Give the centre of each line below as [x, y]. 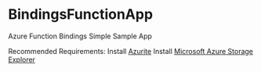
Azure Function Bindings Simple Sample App [80, 36]
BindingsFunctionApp [81, 14]
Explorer [22, 59]
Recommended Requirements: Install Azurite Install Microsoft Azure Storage [130, 51]
